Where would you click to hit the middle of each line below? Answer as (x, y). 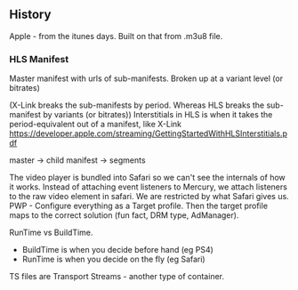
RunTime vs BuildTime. (51, 233)
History (30, 15)
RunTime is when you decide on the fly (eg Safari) (114, 259)
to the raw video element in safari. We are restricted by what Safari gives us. (149, 197)
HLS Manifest (39, 59)
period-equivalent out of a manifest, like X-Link (96, 125)
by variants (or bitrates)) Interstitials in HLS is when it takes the (158, 115)
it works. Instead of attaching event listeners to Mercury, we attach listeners (148, 187)
